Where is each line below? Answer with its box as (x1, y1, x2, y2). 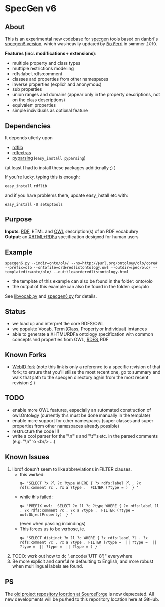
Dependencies (5, 122, 51, 130)
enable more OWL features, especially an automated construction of (12, 407, 151, 413)
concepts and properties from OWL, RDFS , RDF (12, 337, 109, 343)
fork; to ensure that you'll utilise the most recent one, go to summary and (12, 369, 161, 375)
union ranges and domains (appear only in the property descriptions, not (12, 92, 160, 97)
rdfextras (12, 149, 31, 156)
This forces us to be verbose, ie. (19, 526, 85, 532)
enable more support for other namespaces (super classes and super (12, 417, 154, 423)
